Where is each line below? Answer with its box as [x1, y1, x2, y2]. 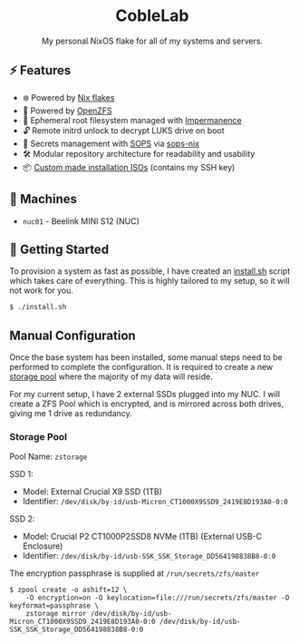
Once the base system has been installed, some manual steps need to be [9, 352, 283, 363]
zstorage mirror [25, 609, 88, 619]
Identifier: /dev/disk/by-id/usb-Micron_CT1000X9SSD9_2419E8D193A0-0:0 [22, 496, 288, 507]
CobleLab [115, 5, 189, 26]
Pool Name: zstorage [9, 451, 88, 463]
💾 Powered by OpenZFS [22, 105, 112, 116]
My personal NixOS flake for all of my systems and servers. [41, 35, 264, 46]
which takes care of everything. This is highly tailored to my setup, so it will [9, 276, 290, 287]
